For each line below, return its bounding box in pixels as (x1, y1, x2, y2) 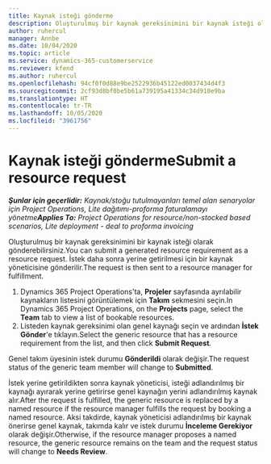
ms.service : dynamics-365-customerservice (8, 57, 153, 65)
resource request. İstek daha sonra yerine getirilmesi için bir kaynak (8, 253, 234, 263)
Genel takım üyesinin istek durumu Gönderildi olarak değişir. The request (8, 353, 250, 363)
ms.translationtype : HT (8, 94, 89, 102)
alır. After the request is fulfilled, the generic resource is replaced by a (8, 395, 239, 404)
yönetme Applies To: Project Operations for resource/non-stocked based (8, 212, 251, 222)
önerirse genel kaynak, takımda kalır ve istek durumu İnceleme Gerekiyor (8, 420, 252, 430)
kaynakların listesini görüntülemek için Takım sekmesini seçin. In (19, 295, 233, 305)
